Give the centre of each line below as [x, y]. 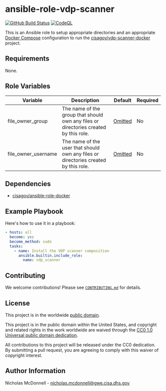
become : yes [22, 237]
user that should [81, 147]
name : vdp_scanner [42, 260]
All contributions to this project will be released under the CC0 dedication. [80, 345]
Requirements [27, 59]
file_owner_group [28, 121]
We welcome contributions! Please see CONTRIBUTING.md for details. [73, 288]
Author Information [35, 371]
